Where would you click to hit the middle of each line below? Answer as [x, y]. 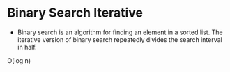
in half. [27, 47]
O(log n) [19, 60]
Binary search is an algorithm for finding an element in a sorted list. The [120, 32]
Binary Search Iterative [75, 13]
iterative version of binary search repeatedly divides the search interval [120, 39]
